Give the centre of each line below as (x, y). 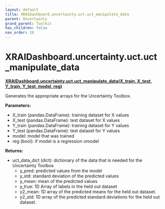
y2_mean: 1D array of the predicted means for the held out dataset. (88, 192)
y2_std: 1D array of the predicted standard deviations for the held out (90, 197)
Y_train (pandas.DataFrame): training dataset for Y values (71, 125)
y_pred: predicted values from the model (61, 171)
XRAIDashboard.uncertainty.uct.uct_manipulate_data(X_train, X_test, (79, 81)
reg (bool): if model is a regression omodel (56, 141)
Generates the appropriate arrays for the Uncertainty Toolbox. (68, 96)
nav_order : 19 (20, 33)
